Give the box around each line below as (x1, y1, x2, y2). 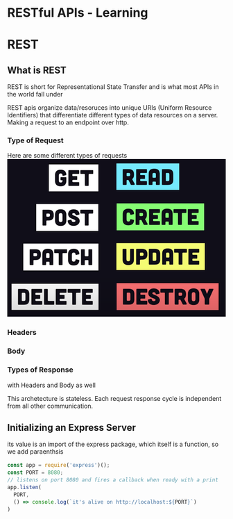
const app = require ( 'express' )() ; (7, 462, 110, 469)
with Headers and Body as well (7, 381, 96, 389)
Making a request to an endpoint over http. (7, 118, 130, 126)
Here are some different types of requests (7, 151, 128, 160)
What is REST (7, 64, 67, 76)
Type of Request (7, 135, 64, 145)
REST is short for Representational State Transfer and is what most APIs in (7, 83, 219, 91)
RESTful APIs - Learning (7, 5, 148, 21)
